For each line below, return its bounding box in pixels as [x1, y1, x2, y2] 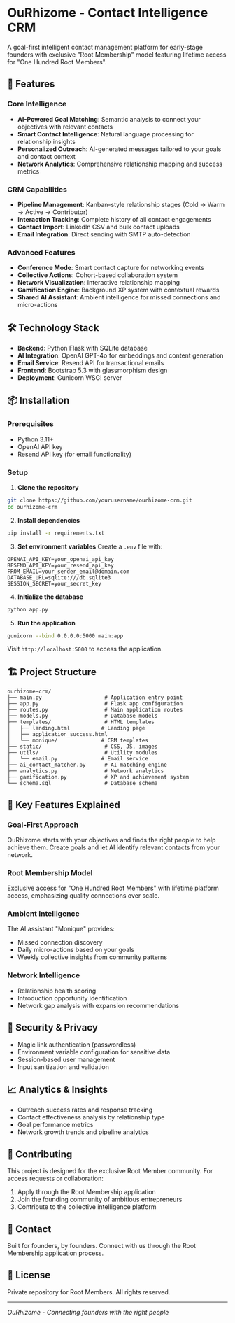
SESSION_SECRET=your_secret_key [7, 580, 101, 587]
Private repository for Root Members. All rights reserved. [7, 1287, 171, 1296]
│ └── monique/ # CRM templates [7, 737, 149, 744]
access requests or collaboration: [7, 1174, 104, 1183]
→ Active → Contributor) [17, 208, 89, 216]
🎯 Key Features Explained [7, 799, 121, 811]
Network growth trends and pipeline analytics [17, 1128, 149, 1136]
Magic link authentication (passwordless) [17, 1040, 136, 1049]
